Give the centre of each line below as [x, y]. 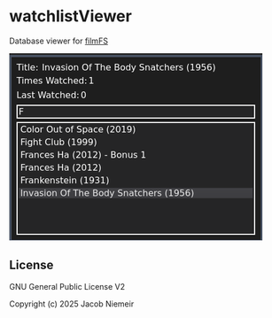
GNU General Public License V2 [67, 286]
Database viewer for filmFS [59, 41]
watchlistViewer [71, 16]
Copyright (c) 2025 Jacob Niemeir [72, 304]
